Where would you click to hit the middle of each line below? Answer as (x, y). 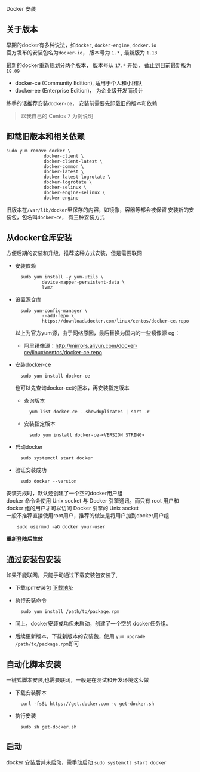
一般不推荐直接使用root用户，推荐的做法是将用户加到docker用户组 (88, 516)
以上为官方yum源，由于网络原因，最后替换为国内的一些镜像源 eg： (97, 333)
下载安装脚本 (30, 693)
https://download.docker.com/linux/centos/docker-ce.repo (115, 321)
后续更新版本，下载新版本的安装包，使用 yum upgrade (80, 636)
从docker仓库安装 (39, 238)
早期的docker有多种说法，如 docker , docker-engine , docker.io (81, 45)
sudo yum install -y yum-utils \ (62, 277)
